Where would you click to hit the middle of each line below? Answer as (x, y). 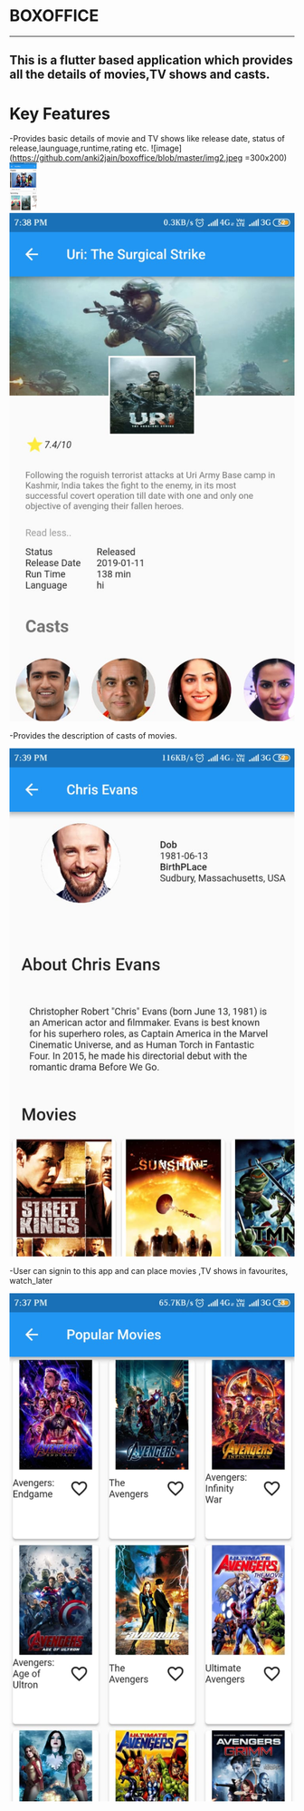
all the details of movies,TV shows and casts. (140, 75)
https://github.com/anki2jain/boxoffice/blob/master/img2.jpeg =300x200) (150, 158)
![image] (166, 148)
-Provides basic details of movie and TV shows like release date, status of (147, 139)
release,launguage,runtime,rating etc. (79, 148)
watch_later (31, 1280)
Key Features (60, 113)
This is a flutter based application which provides (152, 60)
